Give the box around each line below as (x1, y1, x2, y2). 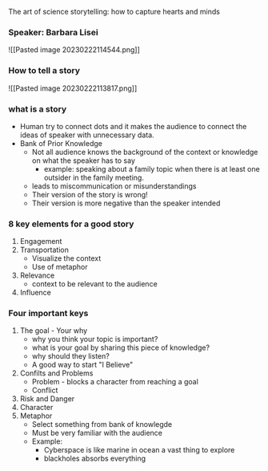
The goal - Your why (19, 326, 88, 335)
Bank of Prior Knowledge (19, 138, 102, 148)
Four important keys (8, 308, 89, 319)
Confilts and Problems (19, 368, 94, 378)
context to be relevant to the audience (31, 279, 158, 289)
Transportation (19, 245, 70, 255)
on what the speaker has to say (31, 156, 136, 165)
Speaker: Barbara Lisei (8, 26, 98, 38)
